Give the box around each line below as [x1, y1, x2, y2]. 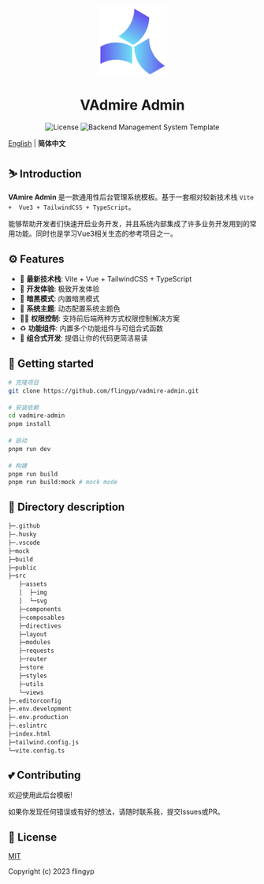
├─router [18, 655, 47, 663]
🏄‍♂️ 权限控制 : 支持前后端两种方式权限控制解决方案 [19, 314, 180, 323]
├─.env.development [8, 705, 73, 713]
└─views [18, 688, 44, 696]
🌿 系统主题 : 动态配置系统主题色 [19, 304, 121, 313]
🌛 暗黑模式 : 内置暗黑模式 [19, 294, 100, 304]
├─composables [18, 614, 65, 621]
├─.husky [8, 531, 37, 539]
